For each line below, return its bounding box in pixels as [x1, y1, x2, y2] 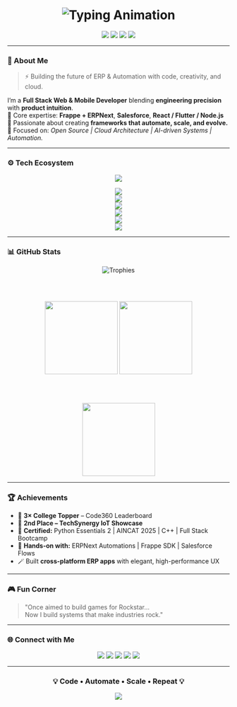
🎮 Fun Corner [7, 585, 56, 594]
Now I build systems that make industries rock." [24, 611, 164, 619]
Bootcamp [17, 534, 48, 543]
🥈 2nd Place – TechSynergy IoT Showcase [17, 519, 143, 527]
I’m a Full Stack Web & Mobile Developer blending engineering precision [7, 96, 222, 105]
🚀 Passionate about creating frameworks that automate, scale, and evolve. [7, 119, 228, 127]
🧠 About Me [7, 55, 49, 65]
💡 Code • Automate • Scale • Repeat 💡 [52, 676, 185, 686]
